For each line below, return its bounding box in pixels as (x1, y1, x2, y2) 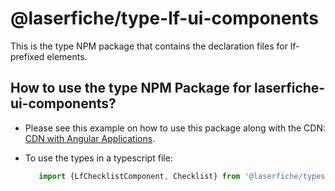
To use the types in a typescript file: (24, 152, 173, 164)
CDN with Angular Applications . (24, 132, 156, 144)
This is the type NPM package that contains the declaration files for (10, 40, 288, 52)
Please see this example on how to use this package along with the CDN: (24, 122, 326, 134)
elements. (46, 50, 88, 62)
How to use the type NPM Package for (10, 80, 252, 97)
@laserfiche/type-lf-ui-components (10, 7, 319, 30)
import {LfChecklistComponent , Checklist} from (38, 171, 241, 181)
